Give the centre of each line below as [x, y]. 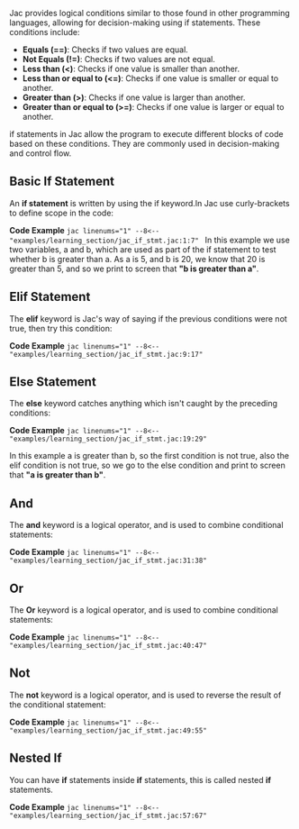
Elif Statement [50, 297]
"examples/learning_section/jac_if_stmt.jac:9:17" [106, 354]
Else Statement [53, 382]
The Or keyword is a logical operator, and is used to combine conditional [144, 610]
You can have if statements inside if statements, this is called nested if [140, 779]
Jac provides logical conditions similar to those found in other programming [149, 13]
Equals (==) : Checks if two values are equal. [105, 50]
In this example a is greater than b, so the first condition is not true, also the [149, 456]
